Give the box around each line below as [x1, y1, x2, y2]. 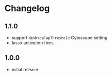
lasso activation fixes [11, 40, 54, 46]
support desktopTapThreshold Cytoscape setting [11, 35, 108, 40]
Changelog [4, 3, 50, 14]
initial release [11, 66, 38, 72]
